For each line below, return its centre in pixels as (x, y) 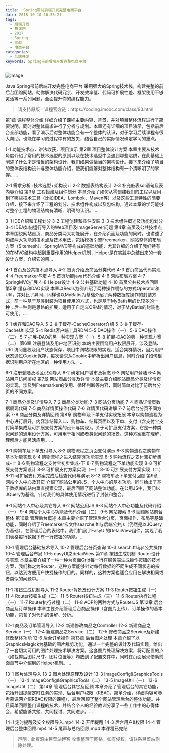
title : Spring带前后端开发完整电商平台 (44, 10)
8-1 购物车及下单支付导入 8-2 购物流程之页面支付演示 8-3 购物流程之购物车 (83, 451)
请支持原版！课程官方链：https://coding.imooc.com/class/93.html (86, 109)
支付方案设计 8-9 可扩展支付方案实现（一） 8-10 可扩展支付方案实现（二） (87, 470)
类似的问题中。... (27, 579)
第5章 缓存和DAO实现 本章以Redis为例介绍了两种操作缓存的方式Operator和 (82, 288)
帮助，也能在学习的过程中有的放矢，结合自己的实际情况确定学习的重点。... (86, 139)
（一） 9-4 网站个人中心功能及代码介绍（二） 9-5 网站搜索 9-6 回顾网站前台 (84, 512)
